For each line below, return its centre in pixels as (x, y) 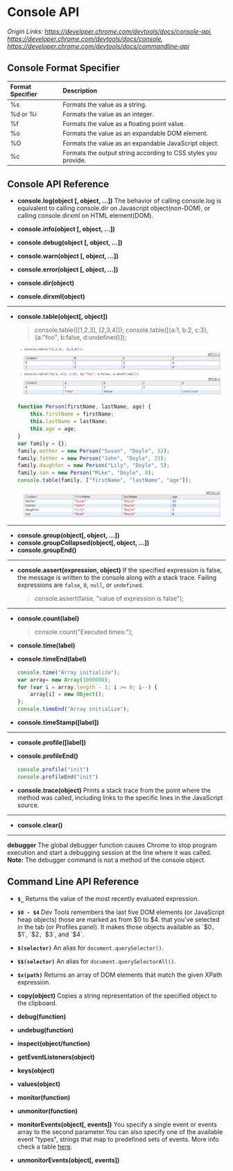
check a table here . (45, 1147)
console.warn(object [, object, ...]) (68, 256)
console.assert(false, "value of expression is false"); (109, 598)
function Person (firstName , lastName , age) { (84, 407)
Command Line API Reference (73, 882)
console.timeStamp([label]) (58, 723)
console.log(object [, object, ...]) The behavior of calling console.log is (119, 201)
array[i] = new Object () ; (68, 694)
